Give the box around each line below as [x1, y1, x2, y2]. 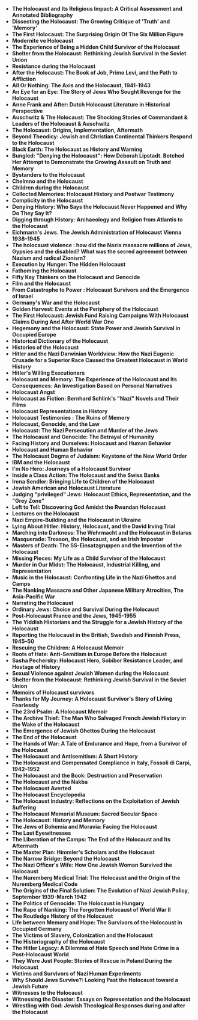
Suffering [11, 804, 37, 811]
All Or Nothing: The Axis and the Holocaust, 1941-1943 [11, 82, 151, 89]
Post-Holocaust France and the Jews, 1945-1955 [11, 612, 137, 619]
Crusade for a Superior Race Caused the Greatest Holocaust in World [11, 357, 188, 363]
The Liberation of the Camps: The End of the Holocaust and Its [11, 836, 171, 843]
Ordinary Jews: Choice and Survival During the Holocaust [11, 606, 160, 613]
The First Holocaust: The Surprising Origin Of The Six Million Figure [11, 31, 184, 38]
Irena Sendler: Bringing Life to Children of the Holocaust [11, 478, 155, 485]
